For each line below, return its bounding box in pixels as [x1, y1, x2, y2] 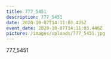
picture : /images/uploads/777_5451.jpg [6, 31, 106, 37]
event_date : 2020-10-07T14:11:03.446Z [6, 25, 103, 31]
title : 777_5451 [6, 8, 47, 15]
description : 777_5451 [6, 14, 63, 20]
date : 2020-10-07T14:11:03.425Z [6, 19, 87, 25]
